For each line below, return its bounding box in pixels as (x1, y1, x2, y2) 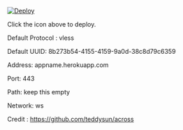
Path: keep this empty (7, 88, 71, 96)
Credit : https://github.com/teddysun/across (7, 115, 134, 123)
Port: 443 (7, 74, 35, 82)
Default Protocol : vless (7, 34, 75, 42)
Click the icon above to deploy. (7, 20, 96, 28)
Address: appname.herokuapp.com (7, 61, 109, 69)
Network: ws (7, 101, 44, 110)
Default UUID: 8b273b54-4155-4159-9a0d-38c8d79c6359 (7, 48, 176, 55)
